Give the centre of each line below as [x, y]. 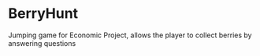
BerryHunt [43, 14]
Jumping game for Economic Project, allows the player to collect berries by [130, 35]
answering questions [42, 43]
